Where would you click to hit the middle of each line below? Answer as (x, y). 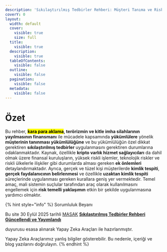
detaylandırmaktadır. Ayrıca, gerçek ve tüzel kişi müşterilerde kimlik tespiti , (82, 169)
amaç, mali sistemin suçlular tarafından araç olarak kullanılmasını (71, 184)
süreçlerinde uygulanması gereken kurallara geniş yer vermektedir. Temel (80, 179)
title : (16, 42)
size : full (25, 38)
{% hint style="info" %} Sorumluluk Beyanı (49, 205)
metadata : (20, 88)
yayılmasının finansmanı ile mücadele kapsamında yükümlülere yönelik (79, 137)
